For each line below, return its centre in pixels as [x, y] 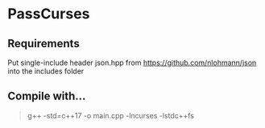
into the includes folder [46, 71]
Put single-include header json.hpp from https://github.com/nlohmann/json [132, 62]
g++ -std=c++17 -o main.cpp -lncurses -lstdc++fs [111, 115]
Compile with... [47, 96]
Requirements [43, 44]
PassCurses [49, 14]
